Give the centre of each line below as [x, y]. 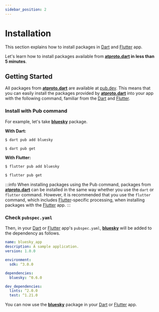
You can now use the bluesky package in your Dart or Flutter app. [71, 305]
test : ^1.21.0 [24, 296]
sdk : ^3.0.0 [22, 264]
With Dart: [16, 131]
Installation [28, 33]
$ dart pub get [20, 149]
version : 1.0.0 [20, 251]
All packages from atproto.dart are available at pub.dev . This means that [78, 88]
